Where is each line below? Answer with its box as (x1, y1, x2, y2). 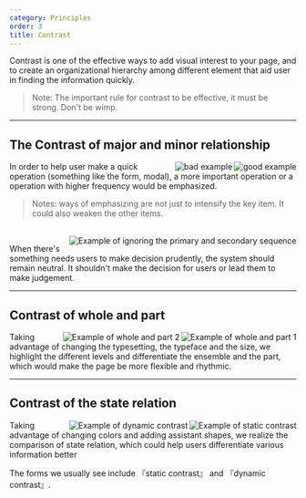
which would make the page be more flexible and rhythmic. (9, 361, 232, 371)
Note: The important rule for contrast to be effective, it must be (31, 92, 269, 103)
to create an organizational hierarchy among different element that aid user (9, 65, 291, 76)
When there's (9, 244, 61, 254)
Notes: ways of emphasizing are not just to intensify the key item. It (31, 198, 284, 210)
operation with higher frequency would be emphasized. (9, 181, 218, 192)
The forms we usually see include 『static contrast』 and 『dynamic (9, 467, 267, 479)
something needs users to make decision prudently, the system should (9, 253, 275, 265)
